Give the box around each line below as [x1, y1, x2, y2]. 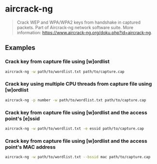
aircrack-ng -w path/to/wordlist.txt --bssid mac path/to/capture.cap [5, 155, 151, 160]
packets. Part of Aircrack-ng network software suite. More [16, 24, 134, 30]
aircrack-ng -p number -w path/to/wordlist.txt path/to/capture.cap [5, 98, 146, 103]
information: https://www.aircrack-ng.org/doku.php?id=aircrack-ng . [16, 30, 153, 35]
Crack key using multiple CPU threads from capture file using [5, 81, 152, 88]
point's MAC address [5, 144, 56, 150]
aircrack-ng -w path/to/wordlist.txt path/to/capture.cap [5, 69, 125, 74]
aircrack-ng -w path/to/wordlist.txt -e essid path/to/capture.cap [5, 126, 144, 131]
